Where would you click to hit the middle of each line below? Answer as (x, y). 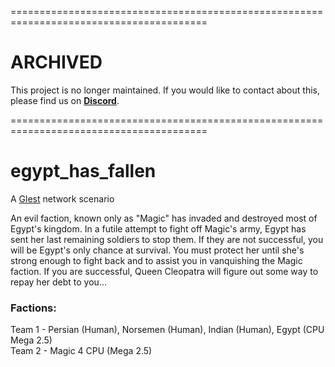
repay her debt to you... (58, 282)
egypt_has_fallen (83, 171)
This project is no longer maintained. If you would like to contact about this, (165, 90)
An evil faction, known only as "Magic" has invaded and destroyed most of (164, 218)
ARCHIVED (56, 62)
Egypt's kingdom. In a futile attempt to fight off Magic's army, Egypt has (158, 228)
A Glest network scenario (62, 198)
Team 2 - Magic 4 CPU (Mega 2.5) (81, 351)
